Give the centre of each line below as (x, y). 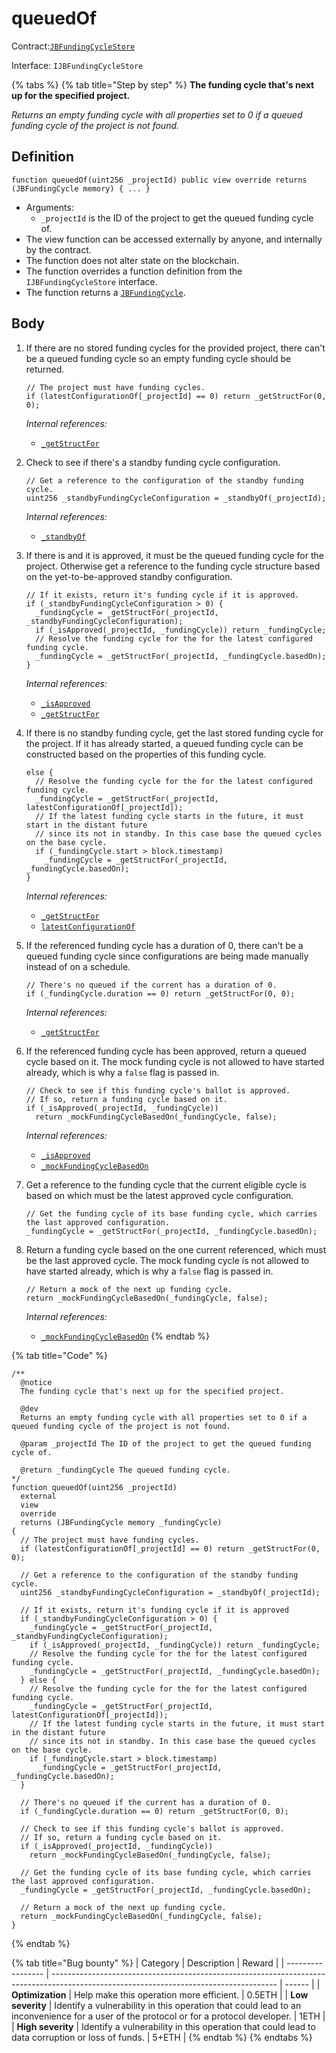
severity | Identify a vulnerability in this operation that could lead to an (156, 2005)
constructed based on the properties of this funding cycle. (146, 754)
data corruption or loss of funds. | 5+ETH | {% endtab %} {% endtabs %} (162, 2037)
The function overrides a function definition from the (134, 271)
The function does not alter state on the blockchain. (132, 260)
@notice (36, 1382)
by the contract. (58, 249)
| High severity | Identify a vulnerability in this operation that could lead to (163, 2026)
